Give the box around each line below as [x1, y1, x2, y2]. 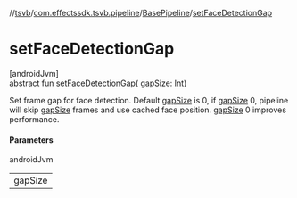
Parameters [9, 134, 54, 145]
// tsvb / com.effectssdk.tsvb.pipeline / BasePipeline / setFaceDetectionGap [9, 8, 273, 18]
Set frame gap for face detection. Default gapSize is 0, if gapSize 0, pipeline [9, 95, 289, 105]
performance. [9, 113, 60, 124]
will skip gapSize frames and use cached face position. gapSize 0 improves [9, 104, 287, 115]
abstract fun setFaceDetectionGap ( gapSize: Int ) [9, 78, 187, 88]
